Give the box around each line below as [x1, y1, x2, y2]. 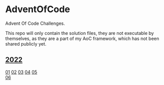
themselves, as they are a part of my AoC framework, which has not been [5, 35, 159, 41]
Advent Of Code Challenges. [5, 20, 65, 26]
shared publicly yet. [5, 40, 47, 47]
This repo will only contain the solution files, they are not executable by [5, 30, 154, 36]
